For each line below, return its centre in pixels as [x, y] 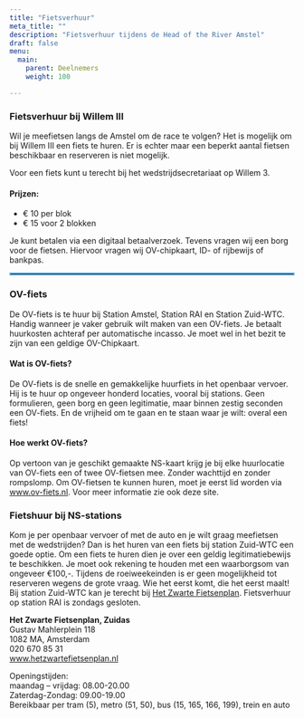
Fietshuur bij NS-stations [66, 515]
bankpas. [27, 260]
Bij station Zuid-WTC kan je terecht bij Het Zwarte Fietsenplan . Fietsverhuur [150, 593]
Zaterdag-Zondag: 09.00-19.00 [67, 695]
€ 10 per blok [47, 214]
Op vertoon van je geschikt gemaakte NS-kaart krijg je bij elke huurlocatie [147, 463]
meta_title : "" [38, 26]
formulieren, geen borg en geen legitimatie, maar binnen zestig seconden [146, 403]
